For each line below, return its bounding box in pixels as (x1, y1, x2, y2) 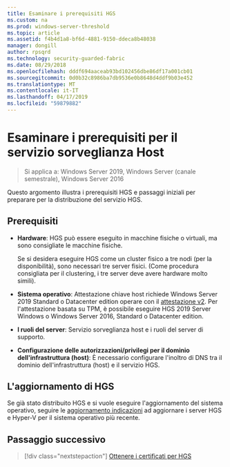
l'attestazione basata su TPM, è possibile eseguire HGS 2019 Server (17, 305, 211, 313)
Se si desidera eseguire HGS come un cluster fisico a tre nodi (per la (17, 254, 212, 263)
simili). (17, 276, 37, 285)
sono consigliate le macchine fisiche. (17, 241, 123, 249)
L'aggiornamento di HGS (7, 381, 115, 392)
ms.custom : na (7, 17, 48, 23)
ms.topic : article (7, 29, 60, 37)
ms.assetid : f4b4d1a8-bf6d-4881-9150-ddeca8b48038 (7, 36, 156, 43)
